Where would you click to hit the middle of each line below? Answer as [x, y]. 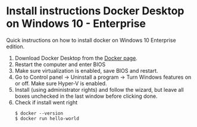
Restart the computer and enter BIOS [60, 64]
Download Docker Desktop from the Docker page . [76, 58]
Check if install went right [46, 102]
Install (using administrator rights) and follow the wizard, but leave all [99, 89]
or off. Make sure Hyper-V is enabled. [61, 83]
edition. [15, 47]
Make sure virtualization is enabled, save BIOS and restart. [86, 70]
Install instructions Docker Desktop [95, 11]
